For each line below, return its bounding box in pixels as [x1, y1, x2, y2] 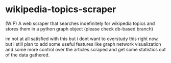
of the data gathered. [5, 52, 50, 58]
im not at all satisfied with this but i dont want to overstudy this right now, [5, 36, 159, 42]
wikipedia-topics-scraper [5, 4, 116, 15]
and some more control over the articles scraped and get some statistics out [5, 46, 166, 52]
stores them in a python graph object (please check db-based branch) [5, 25, 154, 31]
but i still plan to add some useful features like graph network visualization [5, 41, 162, 47]
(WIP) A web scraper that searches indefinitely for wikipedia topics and [5, 20, 155, 26]
